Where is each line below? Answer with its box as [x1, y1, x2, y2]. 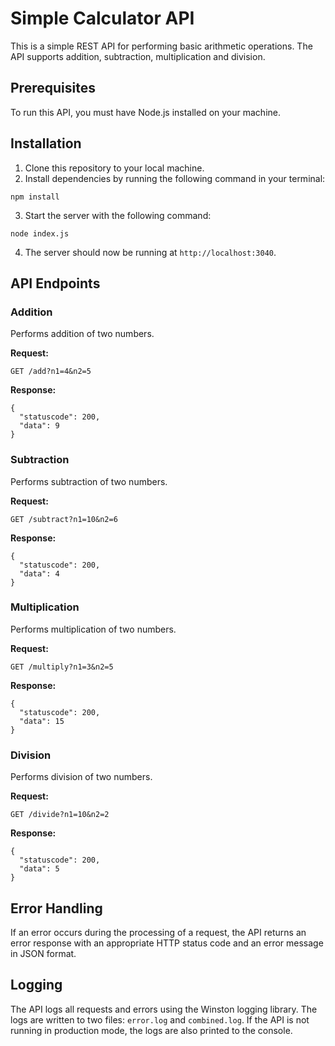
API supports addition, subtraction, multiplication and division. [10, 50, 266, 62]
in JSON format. [10, 947, 77, 959]
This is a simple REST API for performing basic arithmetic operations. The [10, 40, 313, 52]
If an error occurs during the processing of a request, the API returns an [10, 926, 307, 938]
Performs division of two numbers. [10, 771, 153, 783]
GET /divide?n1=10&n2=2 [10, 810, 110, 820]
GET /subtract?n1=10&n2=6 [10, 514, 118, 524]
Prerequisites [10, 80, 96, 97]
